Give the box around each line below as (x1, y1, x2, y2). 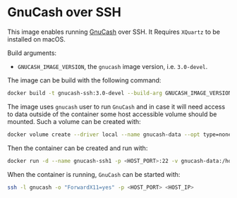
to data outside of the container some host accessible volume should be (7, 110, 217, 118)
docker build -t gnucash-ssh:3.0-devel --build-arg (7, 89, 162, 97)
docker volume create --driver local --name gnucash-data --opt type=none (7, 131, 232, 138)
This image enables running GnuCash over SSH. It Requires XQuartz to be (7, 27, 221, 36)
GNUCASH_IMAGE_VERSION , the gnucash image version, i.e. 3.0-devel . (17, 62, 208, 70)
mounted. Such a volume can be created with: (7, 117, 141, 125)
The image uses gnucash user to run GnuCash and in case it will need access (7, 102, 226, 111)
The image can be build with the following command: (7, 75, 162, 85)
